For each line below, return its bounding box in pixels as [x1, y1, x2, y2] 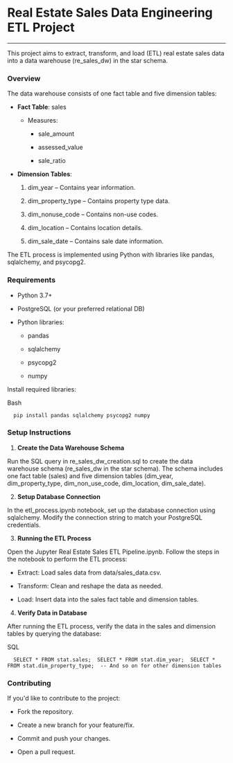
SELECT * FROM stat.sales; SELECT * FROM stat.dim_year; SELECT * [13, 656, 216, 663]
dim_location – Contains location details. [27, 224, 144, 232]
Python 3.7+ [17, 291, 53, 299]
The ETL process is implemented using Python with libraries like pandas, [7, 251, 215, 259]
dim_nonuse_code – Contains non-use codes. [27, 210, 158, 219]
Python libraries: [17, 317, 64, 326]
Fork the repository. [17, 708, 74, 716]
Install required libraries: [7, 385, 76, 393]
